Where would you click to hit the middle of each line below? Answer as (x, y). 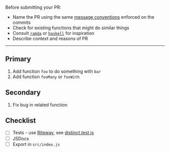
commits (22, 22)
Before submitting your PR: (33, 7)
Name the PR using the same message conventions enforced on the (83, 17)
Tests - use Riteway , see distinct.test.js (53, 133)
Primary (18, 59)
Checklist (21, 121)
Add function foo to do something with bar (57, 71)
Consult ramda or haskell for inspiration (53, 33)
